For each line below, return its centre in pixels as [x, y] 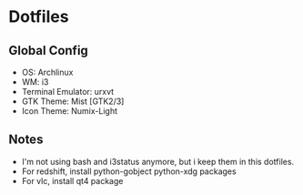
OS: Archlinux [47, 72]
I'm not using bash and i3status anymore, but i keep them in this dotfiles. [158, 161]
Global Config [48, 51]
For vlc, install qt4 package [72, 180]
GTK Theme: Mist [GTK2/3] [73, 101]
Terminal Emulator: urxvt [68, 92]
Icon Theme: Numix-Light [70, 111]
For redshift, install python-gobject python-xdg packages [129, 171]
